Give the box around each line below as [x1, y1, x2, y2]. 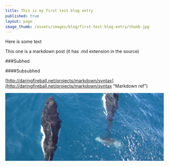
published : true [5, 13, 39, 19]
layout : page [5, 19, 33, 24]
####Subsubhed [5, 68, 40, 74]
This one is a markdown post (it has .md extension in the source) [5, 48, 139, 54]
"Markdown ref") [113, 83, 148, 89]
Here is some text [5, 38, 42, 45]
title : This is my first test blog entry [5, 8, 94, 13]
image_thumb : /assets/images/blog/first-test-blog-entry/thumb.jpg [5, 24, 150, 29]
